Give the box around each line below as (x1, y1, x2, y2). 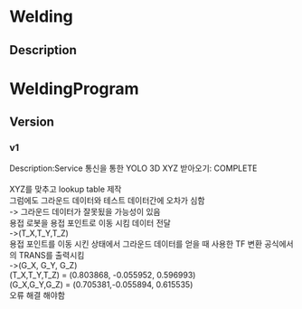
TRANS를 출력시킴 (18, 250, 85, 261)
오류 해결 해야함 (9, 290, 66, 301)
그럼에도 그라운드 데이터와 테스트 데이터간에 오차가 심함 (9, 195, 205, 206)
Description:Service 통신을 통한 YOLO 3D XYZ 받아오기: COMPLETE (9, 163, 258, 173)
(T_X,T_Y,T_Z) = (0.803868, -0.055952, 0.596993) (9, 269, 196, 281)
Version (9, 115, 54, 130)
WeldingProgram (9, 79, 139, 98)
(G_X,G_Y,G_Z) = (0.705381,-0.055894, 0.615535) (9, 279, 193, 290)
